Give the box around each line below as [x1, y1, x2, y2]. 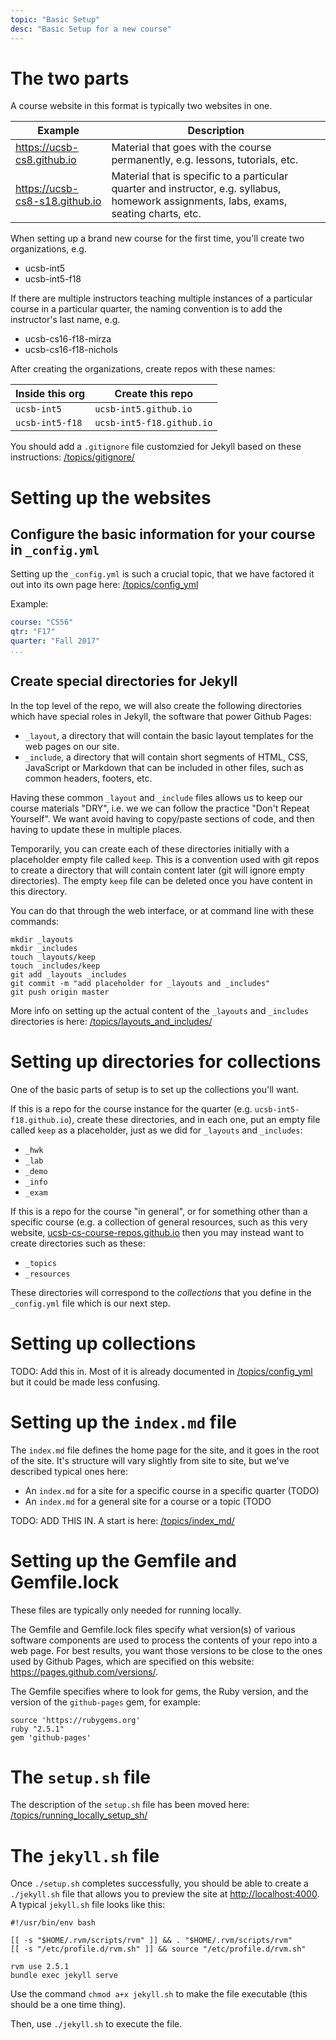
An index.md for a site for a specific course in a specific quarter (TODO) [24, 1484, 320, 1496]
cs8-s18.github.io [15, 194, 102, 208]
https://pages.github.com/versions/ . [10, 1666, 159, 1678]
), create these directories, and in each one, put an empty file [68, 1113, 321, 1125]
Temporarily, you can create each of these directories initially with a [10, 842, 290, 855]
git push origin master [10, 987, 110, 997]
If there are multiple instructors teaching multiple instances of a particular [10, 292, 313, 305]
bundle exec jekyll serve [10, 1971, 118, 1981]
